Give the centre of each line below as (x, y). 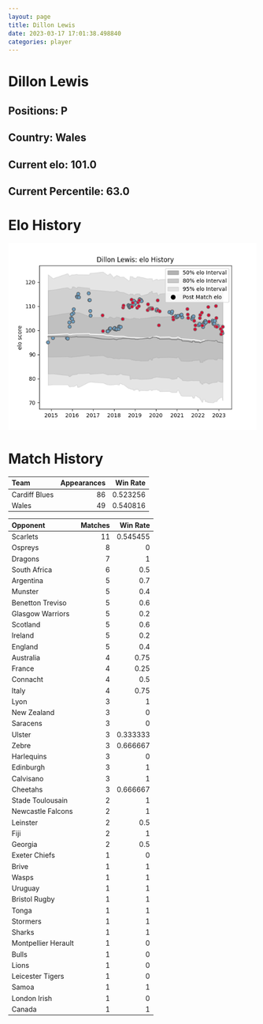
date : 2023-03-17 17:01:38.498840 (65, 33)
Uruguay (26, 888)
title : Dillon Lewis (42, 25)
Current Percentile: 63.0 (69, 191)
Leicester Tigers (38, 977)
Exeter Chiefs (33, 855)
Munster (25, 592)
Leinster (25, 823)
